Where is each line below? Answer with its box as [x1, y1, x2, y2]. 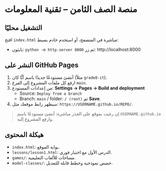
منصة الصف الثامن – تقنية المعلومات [5, 4, 137, 15]
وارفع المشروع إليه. [17, 116, 54, 122]
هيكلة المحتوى [5, 130, 44, 139]
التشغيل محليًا [5, 24, 43, 32]
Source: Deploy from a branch [19, 90, 82, 96]
